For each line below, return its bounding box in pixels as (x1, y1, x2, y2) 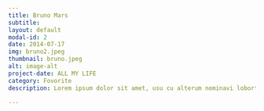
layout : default (8, 26, 61, 34)
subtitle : (8, 19, 41, 27)
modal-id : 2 (8, 33, 47, 41)
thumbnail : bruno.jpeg (8, 55, 82, 63)
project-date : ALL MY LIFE (8, 70, 97, 77)
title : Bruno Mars (8, 11, 68, 20)
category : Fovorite (8, 77, 72, 84)
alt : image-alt (8, 63, 58, 70)
